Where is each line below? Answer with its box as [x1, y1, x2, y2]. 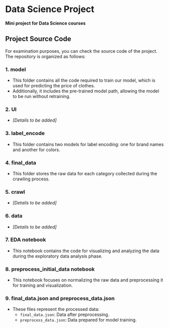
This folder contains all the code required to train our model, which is [12, 77, 156, 83]
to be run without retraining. [12, 93, 70, 99]
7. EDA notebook [5, 236, 46, 243]
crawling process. [12, 176, 50, 182]
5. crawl [5, 188, 25, 195]
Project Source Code [5, 35, 71, 43]
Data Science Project [5, 4, 95, 15]
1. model [5, 66, 26, 73]
